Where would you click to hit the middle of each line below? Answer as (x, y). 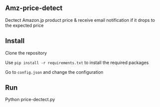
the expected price (24, 25)
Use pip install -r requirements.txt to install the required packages (77, 62)
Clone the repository (26, 53)
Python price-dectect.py (30, 100)
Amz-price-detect (34, 8)
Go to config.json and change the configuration (54, 72)
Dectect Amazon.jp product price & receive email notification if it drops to (80, 20)
